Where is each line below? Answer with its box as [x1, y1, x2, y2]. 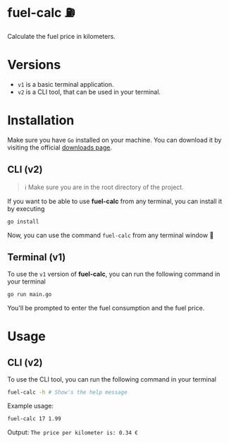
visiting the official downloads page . [7, 143, 113, 152]
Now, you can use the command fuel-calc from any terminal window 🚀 [7, 231, 214, 239]
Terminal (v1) [7, 251, 66, 263]
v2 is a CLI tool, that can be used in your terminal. [17, 87, 161, 96]
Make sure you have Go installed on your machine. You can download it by [7, 135, 222, 144]
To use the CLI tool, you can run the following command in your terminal [7, 375, 217, 384]
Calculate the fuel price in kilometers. [7, 32, 116, 40]
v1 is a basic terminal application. [17, 80, 114, 88]
